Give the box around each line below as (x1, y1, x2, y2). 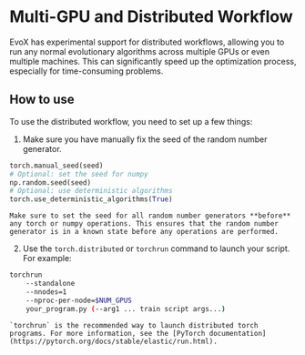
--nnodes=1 (25, 287, 67, 297)
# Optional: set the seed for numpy (9, 169, 148, 178)
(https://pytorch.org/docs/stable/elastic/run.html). (9, 337, 219, 346)
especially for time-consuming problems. (9, 66, 164, 76)
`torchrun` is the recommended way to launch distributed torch (9, 320, 259, 330)
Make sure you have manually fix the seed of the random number (22, 134, 268, 145)
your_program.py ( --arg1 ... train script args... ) (25, 304, 226, 313)
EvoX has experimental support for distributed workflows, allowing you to (9, 36, 285, 47)
